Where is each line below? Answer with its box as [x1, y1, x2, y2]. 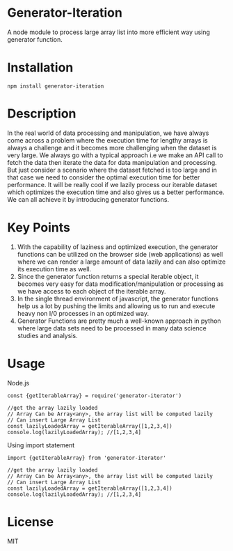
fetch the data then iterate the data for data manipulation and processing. [7, 158, 217, 166]
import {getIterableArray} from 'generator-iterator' [7, 454, 167, 461]
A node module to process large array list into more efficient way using [7, 28, 211, 36]
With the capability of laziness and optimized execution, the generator [17, 242, 218, 251]
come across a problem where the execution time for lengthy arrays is [7, 136, 208, 144]
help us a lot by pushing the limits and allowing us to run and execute [17, 301, 216, 310]
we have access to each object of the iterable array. [17, 287, 166, 295]
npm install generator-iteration [7, 82, 104, 90]
